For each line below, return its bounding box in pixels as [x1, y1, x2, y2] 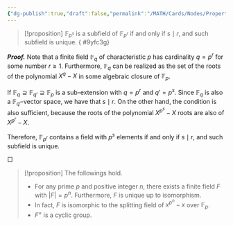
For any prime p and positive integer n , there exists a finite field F [34, 182, 221, 191]
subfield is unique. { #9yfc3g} [24, 38, 110, 46]
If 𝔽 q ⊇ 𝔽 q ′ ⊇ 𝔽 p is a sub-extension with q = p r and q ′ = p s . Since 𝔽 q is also [7, 87, 223, 98]
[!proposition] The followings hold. [24, 168, 123, 177]
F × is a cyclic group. [34, 209, 92, 219]
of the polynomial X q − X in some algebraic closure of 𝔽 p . [7, 71, 171, 82]
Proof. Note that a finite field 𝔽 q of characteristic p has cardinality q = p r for [7, 51, 224, 62]
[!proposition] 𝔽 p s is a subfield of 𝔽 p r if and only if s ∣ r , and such [24, 29, 209, 39]
